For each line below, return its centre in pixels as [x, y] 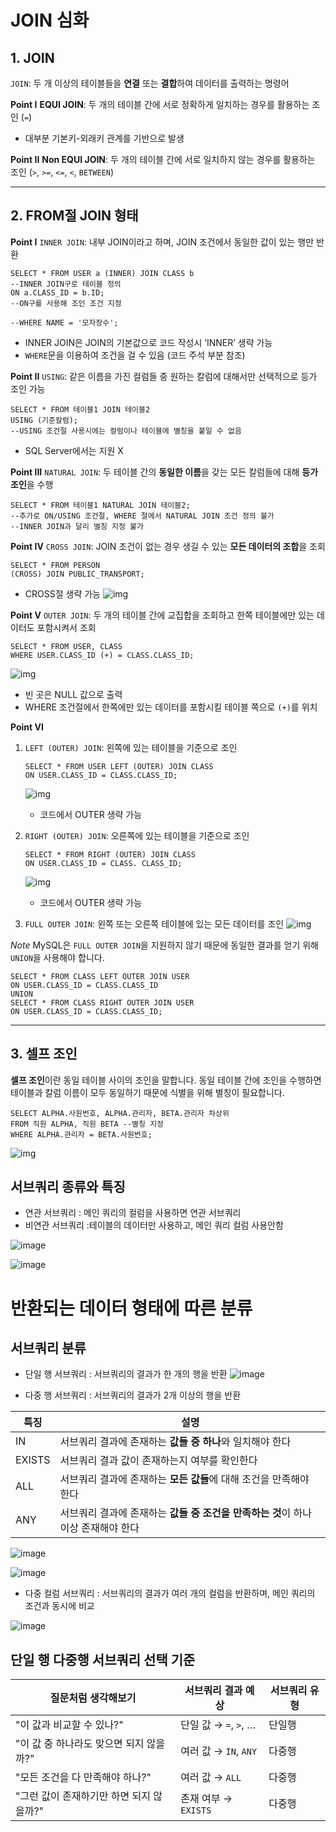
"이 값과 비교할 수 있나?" [69, 1725]
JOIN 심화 [50, 20]
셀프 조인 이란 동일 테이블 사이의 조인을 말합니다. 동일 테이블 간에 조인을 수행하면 [166, 1080]
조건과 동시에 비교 [59, 1606]
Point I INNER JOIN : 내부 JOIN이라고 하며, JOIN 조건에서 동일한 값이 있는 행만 [162, 242]
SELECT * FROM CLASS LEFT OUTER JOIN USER [100, 976]
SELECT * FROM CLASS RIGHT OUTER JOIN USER [102, 1002]
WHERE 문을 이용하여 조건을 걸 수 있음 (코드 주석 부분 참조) [135, 355]
